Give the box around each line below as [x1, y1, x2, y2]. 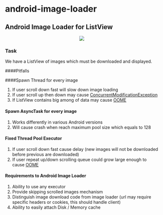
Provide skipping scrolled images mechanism [12, 189, 103, 195]
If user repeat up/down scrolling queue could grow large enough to [12, 157, 147, 162]
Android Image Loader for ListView [5, 23, 113, 31]
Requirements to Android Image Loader [5, 173, 87, 179]
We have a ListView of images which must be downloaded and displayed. [5, 58, 152, 64]
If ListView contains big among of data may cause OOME [12, 97, 127, 103]
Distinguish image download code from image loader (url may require [12, 194, 152, 200]
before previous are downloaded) [12, 151, 79, 157]
